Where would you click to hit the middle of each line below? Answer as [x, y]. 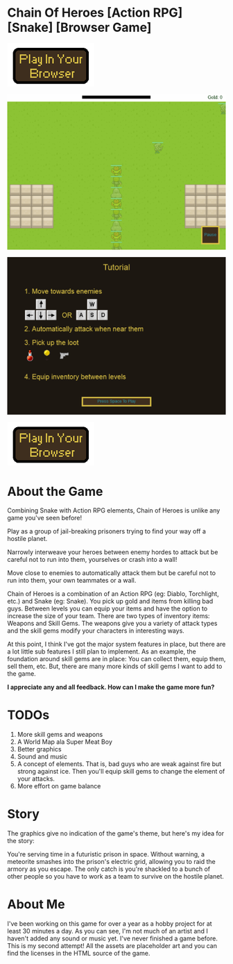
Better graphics [39, 749]
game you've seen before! [45, 518]
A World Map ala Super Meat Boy [65, 742]
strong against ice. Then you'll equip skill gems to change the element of [121, 772]
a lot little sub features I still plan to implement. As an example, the [102, 651]
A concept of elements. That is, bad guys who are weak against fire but [119, 764]
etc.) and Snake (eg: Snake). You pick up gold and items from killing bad [110, 601]
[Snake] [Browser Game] [79, 27]
